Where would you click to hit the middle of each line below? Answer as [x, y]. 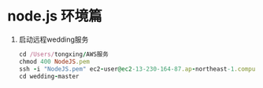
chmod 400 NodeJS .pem [54, 61]
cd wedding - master [49, 76]
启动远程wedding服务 [54, 39]
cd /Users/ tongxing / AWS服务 [64, 54]
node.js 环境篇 [55, 16]
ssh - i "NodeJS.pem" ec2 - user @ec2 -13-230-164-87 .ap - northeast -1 [126, 69]
